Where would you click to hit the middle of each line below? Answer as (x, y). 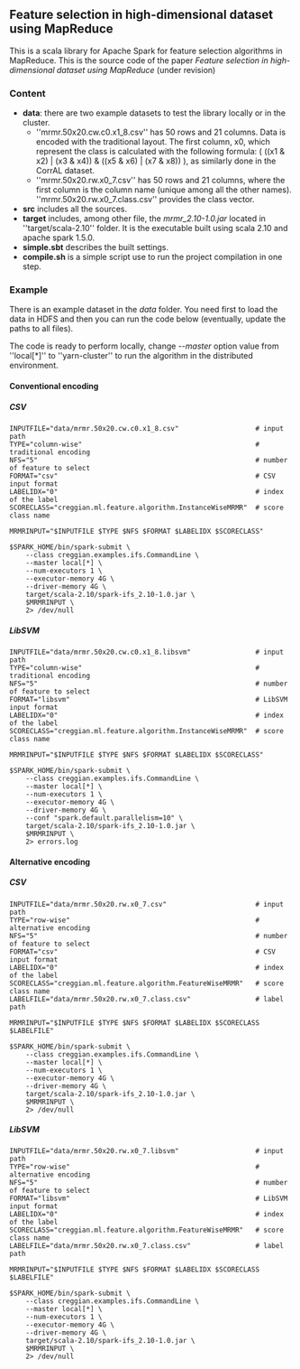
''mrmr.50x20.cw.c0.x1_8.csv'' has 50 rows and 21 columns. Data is (161, 132)
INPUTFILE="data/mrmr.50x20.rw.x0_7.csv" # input (146, 904)
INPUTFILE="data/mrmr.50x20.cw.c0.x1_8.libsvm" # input (146, 652)
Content (28, 93)
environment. (34, 366)
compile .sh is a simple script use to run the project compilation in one (152, 257)
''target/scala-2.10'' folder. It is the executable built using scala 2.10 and (155, 228)
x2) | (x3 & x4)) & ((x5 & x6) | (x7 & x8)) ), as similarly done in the (156, 161)
